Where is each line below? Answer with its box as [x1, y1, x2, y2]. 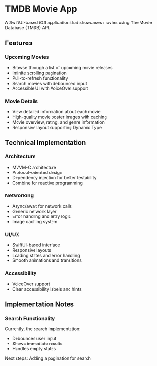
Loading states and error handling [12, 253, 80, 258]
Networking [5, 192, 34, 199]
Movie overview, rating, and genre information [12, 119, 105, 125]
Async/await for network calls [12, 203, 72, 209]
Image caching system [12, 218, 58, 224]
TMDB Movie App [5, 3, 77, 15]
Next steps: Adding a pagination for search [5, 355, 91, 361]
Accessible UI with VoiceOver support [12, 86, 88, 91]
